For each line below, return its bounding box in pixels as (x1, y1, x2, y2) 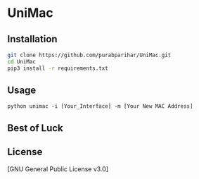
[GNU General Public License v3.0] (7, 164, 109, 173)
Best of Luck (7, 122, 63, 134)
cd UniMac (7, 58, 37, 65)
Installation (7, 33, 58, 45)
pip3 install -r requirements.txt (7, 65, 109, 72)
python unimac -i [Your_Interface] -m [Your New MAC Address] (7, 103, 193, 110)
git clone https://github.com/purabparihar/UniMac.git (7, 51, 172, 58)
